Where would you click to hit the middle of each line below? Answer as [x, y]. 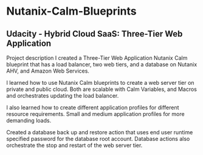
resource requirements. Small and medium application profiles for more [95, 114]
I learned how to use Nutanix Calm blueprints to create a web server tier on [100, 83]
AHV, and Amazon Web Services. [48, 71]
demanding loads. [29, 121]
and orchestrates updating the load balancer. [63, 96]
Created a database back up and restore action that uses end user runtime [100, 132]
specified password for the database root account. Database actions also [98, 139]
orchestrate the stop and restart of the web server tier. [74, 145]
